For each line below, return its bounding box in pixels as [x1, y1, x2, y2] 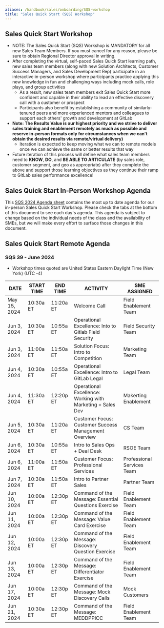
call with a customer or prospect [19, 100, 85, 105]
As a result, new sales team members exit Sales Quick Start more [19, 89, 151, 95]
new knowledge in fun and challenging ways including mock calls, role [12, 79, 154, 85]
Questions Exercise [74, 502, 118, 508]
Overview [74, 433, 96, 440]
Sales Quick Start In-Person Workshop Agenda [5, 186, 151, 195]
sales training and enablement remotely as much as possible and [12, 125, 147, 132]
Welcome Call [74, 302, 106, 309]
